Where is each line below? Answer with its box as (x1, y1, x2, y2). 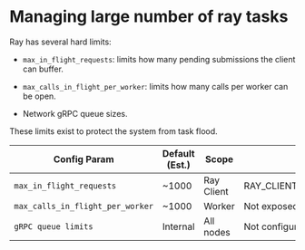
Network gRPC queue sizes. (22, 108, 128, 119)
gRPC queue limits (14, 221, 93, 232)
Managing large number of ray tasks (9, 6, 289, 27)
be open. (22, 91, 56, 101)
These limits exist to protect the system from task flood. (9, 125, 218, 137)
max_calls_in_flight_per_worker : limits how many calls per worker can (22, 81, 289, 91)
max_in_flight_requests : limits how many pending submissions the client (22, 53, 296, 64)
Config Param (53, 152, 115, 165)
